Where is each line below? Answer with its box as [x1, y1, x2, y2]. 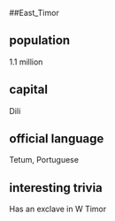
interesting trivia [9, 180, 103, 195]
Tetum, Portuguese [9, 155, 80, 165]
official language [9, 132, 104, 147]
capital [9, 82, 49, 97]
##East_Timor [9, 8, 59, 18]
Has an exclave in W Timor [9, 203, 107, 215]
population [9, 33, 71, 48]
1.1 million [9, 57, 43, 67]
